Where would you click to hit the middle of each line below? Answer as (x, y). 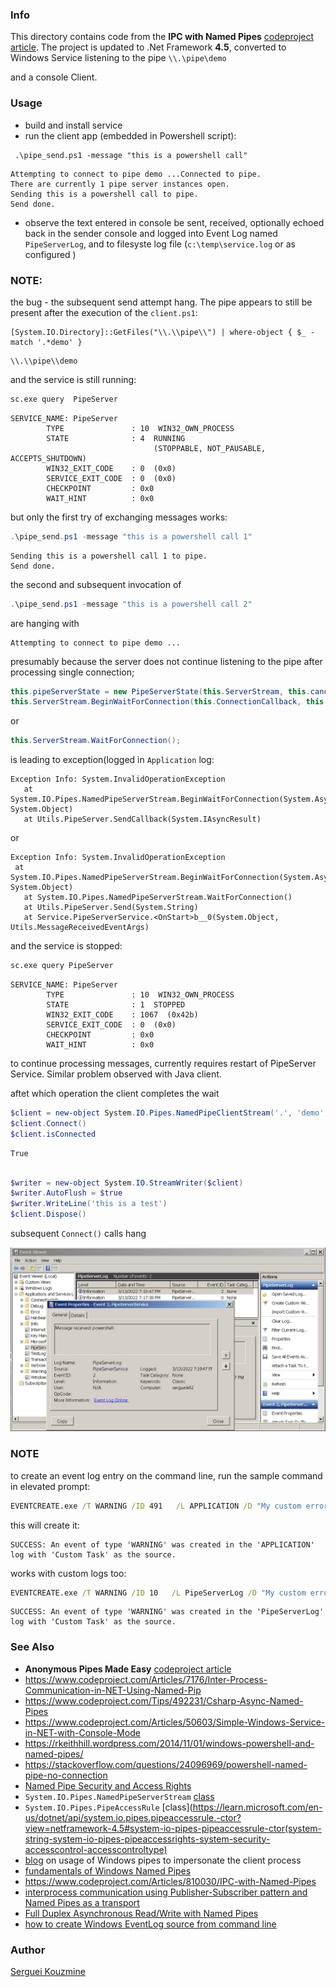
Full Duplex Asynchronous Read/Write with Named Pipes (141, 1913)
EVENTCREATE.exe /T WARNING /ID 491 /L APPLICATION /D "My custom (156, 1506)
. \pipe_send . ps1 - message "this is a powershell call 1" (131, 536)
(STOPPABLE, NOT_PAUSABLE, (210, 448)
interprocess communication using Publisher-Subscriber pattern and (166, 1892)
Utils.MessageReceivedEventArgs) (80, 928)
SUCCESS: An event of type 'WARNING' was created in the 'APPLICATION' (162, 1544)
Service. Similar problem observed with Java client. (116, 1074)
